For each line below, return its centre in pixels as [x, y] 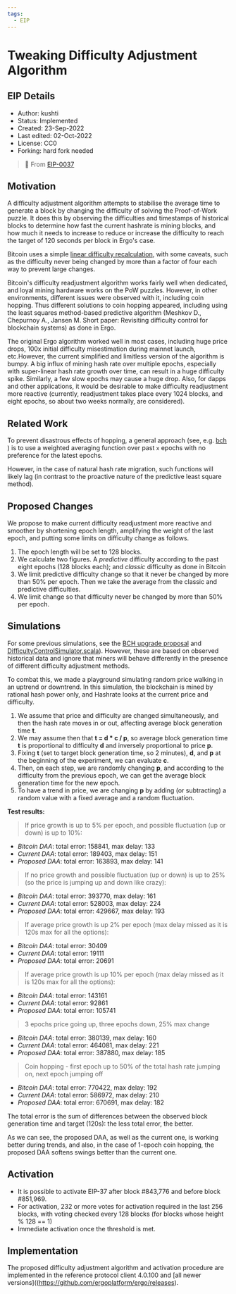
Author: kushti [38, 113]
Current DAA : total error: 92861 [63, 1003]
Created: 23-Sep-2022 [51, 128]
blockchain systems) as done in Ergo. [62, 328]
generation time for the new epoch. [69, 783]
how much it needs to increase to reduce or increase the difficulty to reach [116, 233]
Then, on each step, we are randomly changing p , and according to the [120, 768]
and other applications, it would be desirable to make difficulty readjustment [118, 386]
